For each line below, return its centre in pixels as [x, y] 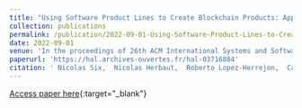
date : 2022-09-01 [42, 43]
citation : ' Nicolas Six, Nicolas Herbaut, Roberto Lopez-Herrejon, [144, 68]
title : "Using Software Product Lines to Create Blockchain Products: [144, 18]
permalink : [30, 34]
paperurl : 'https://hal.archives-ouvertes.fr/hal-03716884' [124, 59]
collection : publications [58, 26]
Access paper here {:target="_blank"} [78, 93]
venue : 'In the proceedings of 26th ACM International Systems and [138, 51]
